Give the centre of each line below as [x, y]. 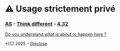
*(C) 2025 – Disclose [26, 44]
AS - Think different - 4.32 [37, 24]
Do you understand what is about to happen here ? [56, 34]
